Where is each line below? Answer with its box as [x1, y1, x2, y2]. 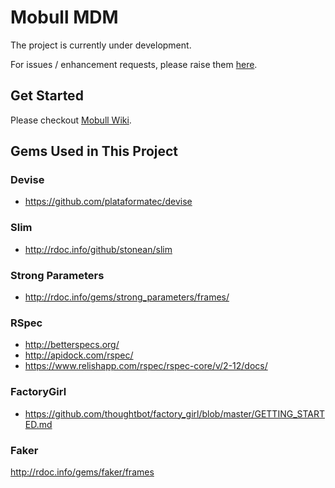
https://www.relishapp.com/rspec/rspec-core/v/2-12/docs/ [24, 360, 268, 372]
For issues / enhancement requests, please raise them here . [10, 58, 258, 70]
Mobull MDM [10, 6, 119, 29]
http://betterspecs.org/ [24, 339, 120, 351]
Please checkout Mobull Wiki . [10, 114, 132, 126]
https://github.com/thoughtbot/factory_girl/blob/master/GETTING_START [24, 407, 325, 420]
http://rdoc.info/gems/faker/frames [10, 466, 155, 478]
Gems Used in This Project [10, 143, 179, 160]
